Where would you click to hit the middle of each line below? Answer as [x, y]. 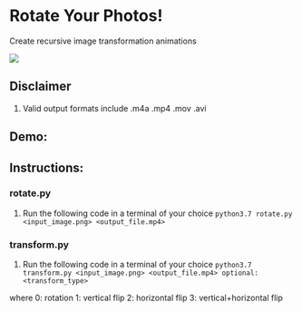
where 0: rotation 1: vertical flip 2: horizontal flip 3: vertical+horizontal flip [146, 298]
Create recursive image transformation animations [103, 41]
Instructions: [47, 167]
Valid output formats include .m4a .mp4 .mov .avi [114, 108]
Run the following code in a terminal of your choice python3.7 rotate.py [157, 213]
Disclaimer [40, 87]
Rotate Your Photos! [86, 16]
